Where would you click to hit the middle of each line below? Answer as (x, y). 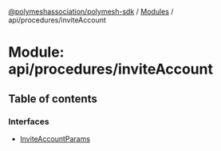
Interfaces (29, 121)
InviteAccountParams (55, 138)
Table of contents (53, 99)
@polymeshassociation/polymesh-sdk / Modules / (91, 12)
